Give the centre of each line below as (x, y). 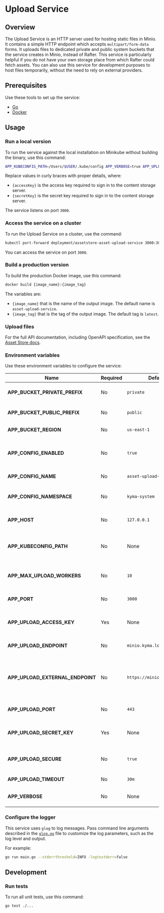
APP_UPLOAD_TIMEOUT (36, 780)
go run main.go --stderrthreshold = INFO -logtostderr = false (66, 857)
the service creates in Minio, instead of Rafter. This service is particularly (78, 54)
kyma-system (141, 497)
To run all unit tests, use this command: (44, 897)
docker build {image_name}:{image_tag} (46, 285)
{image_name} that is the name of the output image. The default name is (83, 303)
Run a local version (28, 142)
